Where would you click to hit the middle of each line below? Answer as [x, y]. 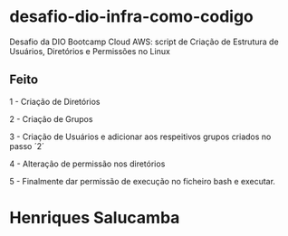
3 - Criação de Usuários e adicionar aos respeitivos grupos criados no [140, 137]
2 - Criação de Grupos [51, 118]
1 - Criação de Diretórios [55, 101]
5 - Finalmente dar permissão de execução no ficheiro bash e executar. [143, 181]
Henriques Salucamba [95, 217]
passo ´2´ [27, 146]
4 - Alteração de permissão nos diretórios [87, 164]
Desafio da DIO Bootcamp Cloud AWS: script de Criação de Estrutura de [144, 42]
